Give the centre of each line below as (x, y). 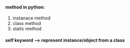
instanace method (31, 18)
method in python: (25, 7)
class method (27, 23)
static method (27, 29)
